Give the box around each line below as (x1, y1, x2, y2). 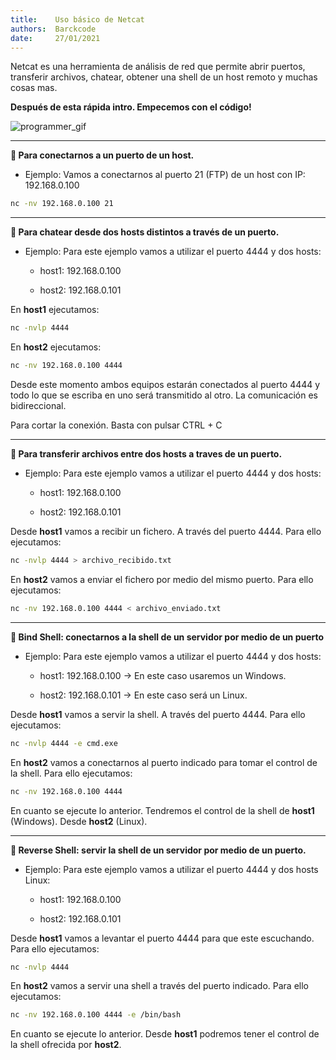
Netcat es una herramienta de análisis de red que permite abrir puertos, (10, 61, 306, 73)
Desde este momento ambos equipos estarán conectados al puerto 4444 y (10, 379, 321, 390)
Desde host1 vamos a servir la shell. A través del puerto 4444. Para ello (10, 708, 306, 720)
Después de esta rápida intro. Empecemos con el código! (10, 101, 252, 113)
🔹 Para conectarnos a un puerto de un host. (10, 149, 195, 161)
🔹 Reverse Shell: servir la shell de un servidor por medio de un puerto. (10, 844, 307, 856)
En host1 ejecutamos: (10, 304, 100, 316)
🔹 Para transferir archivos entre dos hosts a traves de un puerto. (10, 448, 283, 460)
